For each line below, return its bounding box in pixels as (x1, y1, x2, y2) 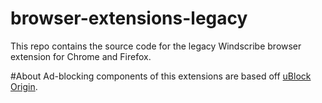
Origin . (10, 80, 38, 92)
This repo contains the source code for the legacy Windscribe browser (10, 40, 302, 52)
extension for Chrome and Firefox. (10, 50, 152, 62)
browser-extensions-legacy (10, 7, 248, 30)
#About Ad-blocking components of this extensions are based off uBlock (10, 70, 312, 82)
